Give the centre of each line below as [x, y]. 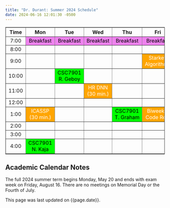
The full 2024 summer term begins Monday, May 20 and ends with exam [81, 180]
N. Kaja [40, 149]
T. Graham [127, 117]
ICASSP [40, 111]
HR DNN [98, 88]
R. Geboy [69, 79]
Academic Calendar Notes [48, 167]
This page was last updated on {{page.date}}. [53, 200]
